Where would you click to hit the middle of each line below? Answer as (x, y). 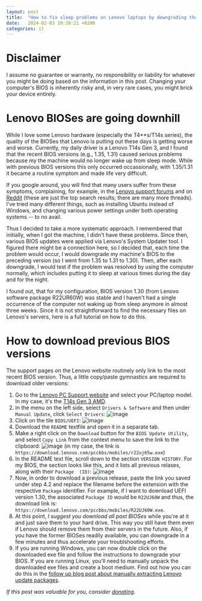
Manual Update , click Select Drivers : (60, 414)
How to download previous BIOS (88, 341)
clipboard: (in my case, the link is (67, 446)
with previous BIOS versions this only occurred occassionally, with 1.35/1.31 (99, 167)
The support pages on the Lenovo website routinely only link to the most (96, 371)
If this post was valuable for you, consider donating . (71, 592)
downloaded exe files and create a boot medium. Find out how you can (103, 567)
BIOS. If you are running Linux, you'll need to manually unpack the (97, 561)
